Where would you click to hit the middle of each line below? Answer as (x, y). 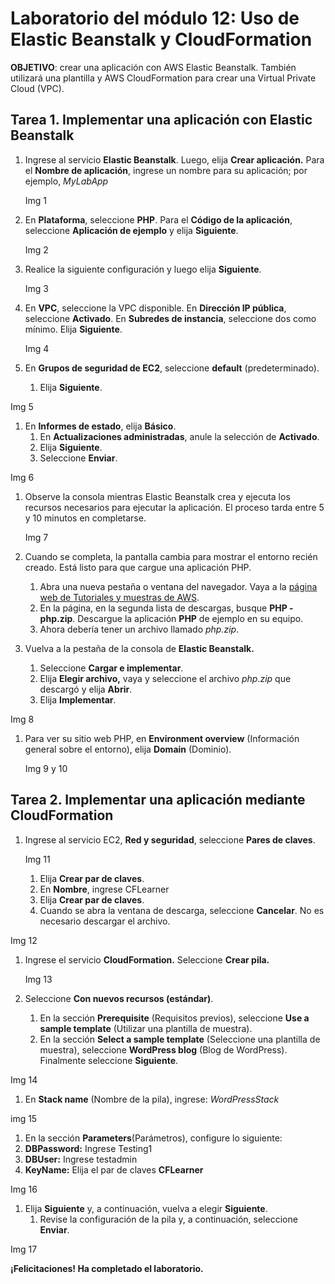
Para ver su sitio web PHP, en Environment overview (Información (162, 738)
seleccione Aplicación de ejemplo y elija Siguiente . (131, 230)
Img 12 (24, 940)
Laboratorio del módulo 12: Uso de (155, 18)
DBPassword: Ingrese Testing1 (88, 1148)
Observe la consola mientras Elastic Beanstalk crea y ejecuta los (157, 496)
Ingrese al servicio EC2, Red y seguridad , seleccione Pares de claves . (170, 839)
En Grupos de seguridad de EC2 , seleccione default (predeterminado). (172, 368)
